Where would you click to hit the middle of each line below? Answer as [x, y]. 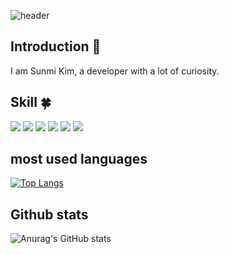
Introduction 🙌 [56, 46]
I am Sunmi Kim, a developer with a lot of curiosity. [115, 71]
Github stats [49, 214]
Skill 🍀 [31, 102]
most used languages [79, 159]
